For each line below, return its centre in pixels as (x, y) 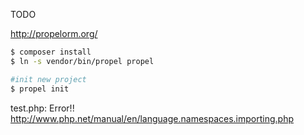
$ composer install (51, 52)
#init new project (48, 79)
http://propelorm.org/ (54, 33)
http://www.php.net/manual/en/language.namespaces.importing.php (152, 118)
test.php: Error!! (42, 108)
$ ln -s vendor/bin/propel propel (82, 61)
